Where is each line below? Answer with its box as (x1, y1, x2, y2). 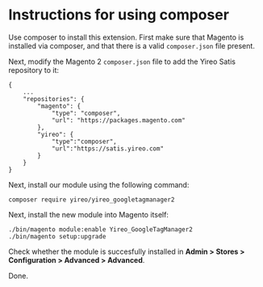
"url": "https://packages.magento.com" (51, 116, 186, 125)
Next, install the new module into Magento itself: (8, 209, 169, 219)
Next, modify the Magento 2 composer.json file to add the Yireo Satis (8, 57, 236, 66)
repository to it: (8, 65, 59, 74)
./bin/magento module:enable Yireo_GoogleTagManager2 (8, 225, 194, 234)
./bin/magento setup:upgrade (8, 232, 106, 240)
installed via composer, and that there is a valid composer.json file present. (8, 40, 256, 50)
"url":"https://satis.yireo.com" (51, 144, 164, 153)
